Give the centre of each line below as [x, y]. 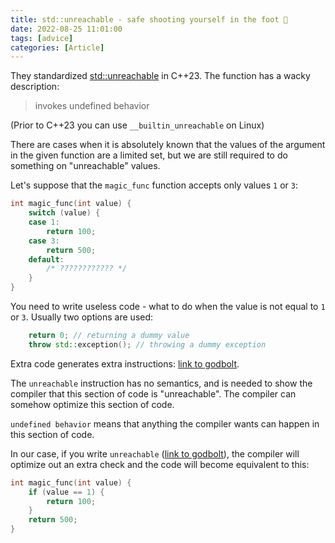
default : [46, 259]
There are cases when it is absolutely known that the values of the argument [168, 145]
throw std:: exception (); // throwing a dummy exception [147, 344]
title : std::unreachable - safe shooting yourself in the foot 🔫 [149, 19]
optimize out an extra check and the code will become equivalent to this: [160, 464]
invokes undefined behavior [92, 106]
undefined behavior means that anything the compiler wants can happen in [165, 423]
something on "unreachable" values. [85, 166]
